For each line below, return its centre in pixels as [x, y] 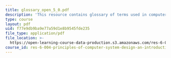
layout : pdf [18, 24]
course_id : [17, 47]
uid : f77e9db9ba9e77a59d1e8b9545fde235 [48, 29]
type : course [19, 19]
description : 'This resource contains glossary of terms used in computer [86, 15]
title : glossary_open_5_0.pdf [37, 10]
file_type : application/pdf [35, 33]
